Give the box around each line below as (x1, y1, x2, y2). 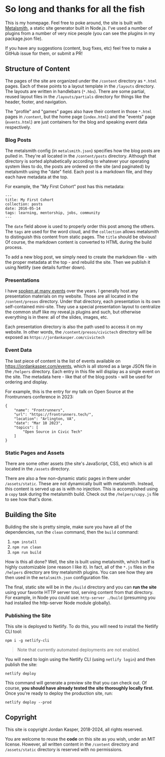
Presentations (5, 277, 40, 284)
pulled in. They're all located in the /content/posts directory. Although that (5, 153, 157, 159)
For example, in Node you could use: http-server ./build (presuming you (5, 594, 156, 600)
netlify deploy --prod (5, 700, 52, 705)
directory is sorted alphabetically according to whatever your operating (5, 158, 150, 164)
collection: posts (5, 202, 43, 207)
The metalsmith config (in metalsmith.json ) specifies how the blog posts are (5, 148, 160, 154)
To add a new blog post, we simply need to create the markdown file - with (5, 254, 157, 260)
